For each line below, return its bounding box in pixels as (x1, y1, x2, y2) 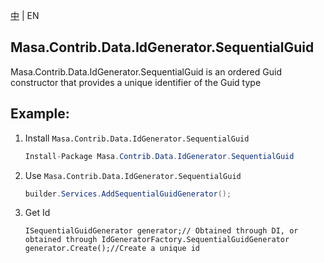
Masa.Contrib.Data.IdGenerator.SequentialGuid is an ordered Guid (10, 65, 282, 78)
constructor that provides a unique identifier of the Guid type (10, 76, 262, 88)
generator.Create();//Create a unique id (24, 244, 200, 254)
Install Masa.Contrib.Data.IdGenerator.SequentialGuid (24, 132, 250, 144)
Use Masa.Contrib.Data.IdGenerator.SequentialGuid (24, 169, 242, 181)
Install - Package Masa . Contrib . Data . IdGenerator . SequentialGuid (24, 151, 295, 161)
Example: (10, 105, 70, 123)
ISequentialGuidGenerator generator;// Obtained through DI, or (24, 226, 299, 236)
